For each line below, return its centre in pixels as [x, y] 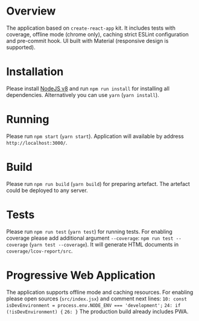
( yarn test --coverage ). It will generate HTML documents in [104, 244]
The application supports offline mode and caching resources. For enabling [100, 292]
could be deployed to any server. [47, 190]
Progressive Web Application [81, 275]
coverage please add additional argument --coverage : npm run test [90, 238]
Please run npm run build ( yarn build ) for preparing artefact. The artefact [98, 184]
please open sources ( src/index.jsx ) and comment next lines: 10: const [96, 299]
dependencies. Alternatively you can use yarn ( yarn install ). [83, 94]
